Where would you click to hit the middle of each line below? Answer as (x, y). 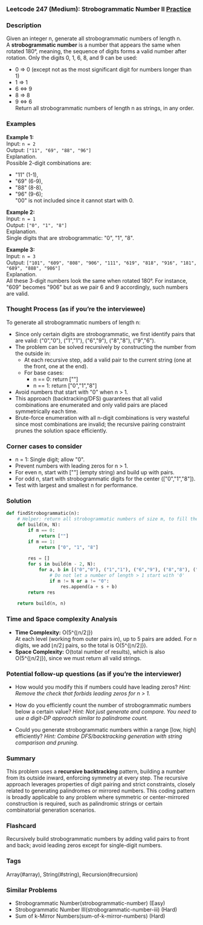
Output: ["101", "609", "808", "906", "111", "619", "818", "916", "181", (101, 262)
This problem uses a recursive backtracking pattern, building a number (96, 772)
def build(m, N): (39, 525)
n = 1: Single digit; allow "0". (50, 460)
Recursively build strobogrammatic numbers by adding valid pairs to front (98, 839)
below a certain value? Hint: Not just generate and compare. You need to (106, 711)
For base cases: (44, 373)
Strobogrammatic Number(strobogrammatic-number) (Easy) (90, 903)
